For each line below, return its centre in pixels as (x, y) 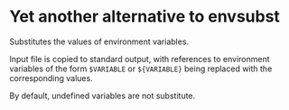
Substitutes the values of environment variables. (99, 41)
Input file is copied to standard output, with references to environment (140, 59)
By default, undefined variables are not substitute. (103, 96)
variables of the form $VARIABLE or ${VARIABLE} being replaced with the (141, 69)
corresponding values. (51, 78)
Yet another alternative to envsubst (144, 17)
